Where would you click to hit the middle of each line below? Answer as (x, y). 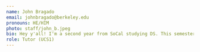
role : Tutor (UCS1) (30, 39)
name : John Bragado (30, 12)
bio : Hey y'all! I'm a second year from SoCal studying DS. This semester (101, 34)
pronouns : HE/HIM (28, 23)
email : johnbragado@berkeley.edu (48, 17)
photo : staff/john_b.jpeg (38, 28)
